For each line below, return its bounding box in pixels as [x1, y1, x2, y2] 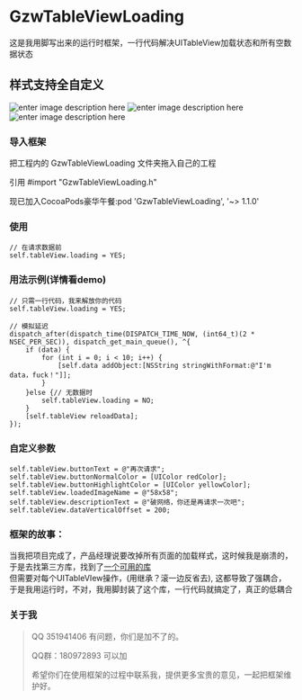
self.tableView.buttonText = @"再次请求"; [9, 464, 165, 473]
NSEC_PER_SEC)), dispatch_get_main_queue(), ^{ [9, 337, 191, 346]
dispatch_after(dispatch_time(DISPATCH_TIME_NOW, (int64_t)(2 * [9, 329, 255, 338]
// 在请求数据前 [9, 243, 62, 253]
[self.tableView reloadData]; [25, 411, 139, 420]
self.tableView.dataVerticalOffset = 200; [9, 506, 171, 515]
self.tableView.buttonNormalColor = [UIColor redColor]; [9, 472, 227, 481]
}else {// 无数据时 [25, 388, 93, 397]
